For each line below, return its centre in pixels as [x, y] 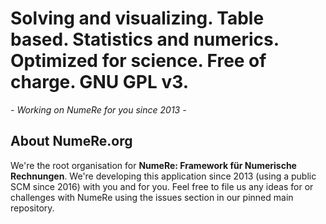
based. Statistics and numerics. [145, 39]
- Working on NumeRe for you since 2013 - [98, 109]
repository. [32, 208]
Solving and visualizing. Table [137, 18]
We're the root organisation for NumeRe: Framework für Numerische [153, 165]
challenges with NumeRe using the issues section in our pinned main [152, 197]
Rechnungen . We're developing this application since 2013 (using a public [163, 176]
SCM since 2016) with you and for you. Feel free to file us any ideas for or [162, 186]
